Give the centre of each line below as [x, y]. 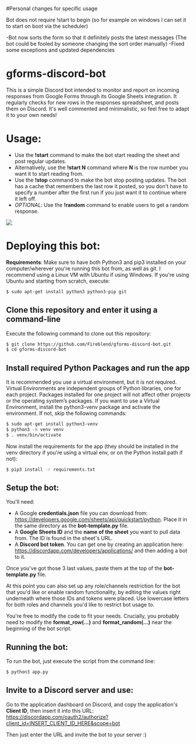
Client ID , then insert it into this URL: [50, 711]
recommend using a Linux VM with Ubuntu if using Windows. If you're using [98, 274]
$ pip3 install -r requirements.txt [51, 470]
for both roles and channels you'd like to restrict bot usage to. [80, 605]
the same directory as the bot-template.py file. [71, 526]
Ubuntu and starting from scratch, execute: [58, 281]
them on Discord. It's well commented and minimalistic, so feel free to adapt [98, 109]
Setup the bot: [33, 487]
